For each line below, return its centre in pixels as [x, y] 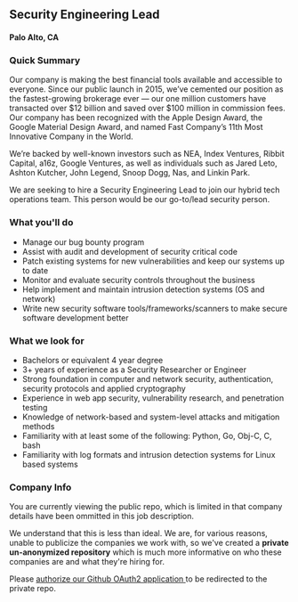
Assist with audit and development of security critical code [130, 251]
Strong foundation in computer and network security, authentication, [148, 378]
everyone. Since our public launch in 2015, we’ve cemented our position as [146, 89]
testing [35, 407]
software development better [75, 317]
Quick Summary [45, 60]
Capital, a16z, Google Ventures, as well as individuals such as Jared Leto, [143, 163]
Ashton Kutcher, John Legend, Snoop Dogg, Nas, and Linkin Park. [130, 173]
